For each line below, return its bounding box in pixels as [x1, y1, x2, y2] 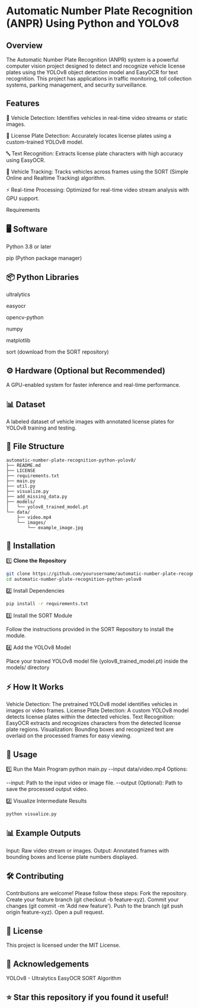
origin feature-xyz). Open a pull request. [6, 909, 105, 916]
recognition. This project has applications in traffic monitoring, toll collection [6, 75, 192, 82]
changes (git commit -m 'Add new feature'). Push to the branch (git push [6, 902, 184, 910]
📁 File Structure [6, 441, 65, 451]
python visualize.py [6, 811, 57, 817]
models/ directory [6, 664, 50, 671]
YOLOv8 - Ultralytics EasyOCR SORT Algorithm [6, 975, 121, 982]
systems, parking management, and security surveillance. [6, 81, 147, 88]
